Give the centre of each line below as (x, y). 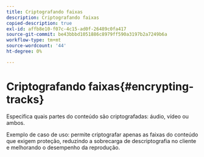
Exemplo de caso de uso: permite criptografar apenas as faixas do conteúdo (102, 135)
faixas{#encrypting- (141, 86)
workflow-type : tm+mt (34, 40)
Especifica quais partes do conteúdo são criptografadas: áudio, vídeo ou (97, 116)
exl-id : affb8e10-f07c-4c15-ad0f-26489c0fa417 (66, 29)
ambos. (16, 122)
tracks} (25, 99)
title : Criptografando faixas (45, 12)
